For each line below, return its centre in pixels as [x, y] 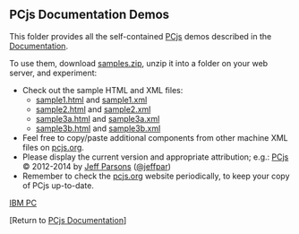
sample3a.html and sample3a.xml [98, 118]
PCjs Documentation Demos [90, 15]
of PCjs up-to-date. [58, 185]
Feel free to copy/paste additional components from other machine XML [155, 137]
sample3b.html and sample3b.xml [98, 128]
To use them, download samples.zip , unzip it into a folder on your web [139, 63]
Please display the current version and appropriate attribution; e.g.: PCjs [155, 157]
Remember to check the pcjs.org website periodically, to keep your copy [156, 176]
